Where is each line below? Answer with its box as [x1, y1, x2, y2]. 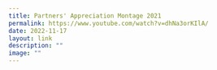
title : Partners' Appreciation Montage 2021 [8, 11, 162, 20]
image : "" [8, 49, 42, 57]
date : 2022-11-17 [8, 27, 67, 35]
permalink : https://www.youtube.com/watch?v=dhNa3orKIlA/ [8, 19, 209, 27]
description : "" [8, 42, 63, 50]
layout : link [8, 34, 53, 43]
